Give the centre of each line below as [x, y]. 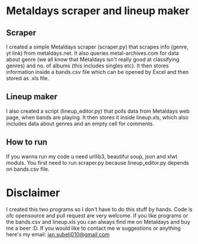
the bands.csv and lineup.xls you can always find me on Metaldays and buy [98, 222]
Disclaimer [33, 193]
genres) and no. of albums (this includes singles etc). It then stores [87, 66]
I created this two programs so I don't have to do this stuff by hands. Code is [99, 209]
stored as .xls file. [27, 78]
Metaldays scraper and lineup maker [98, 11]
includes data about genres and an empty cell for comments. [80, 123]
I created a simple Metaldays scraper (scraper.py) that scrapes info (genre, [98, 47]
